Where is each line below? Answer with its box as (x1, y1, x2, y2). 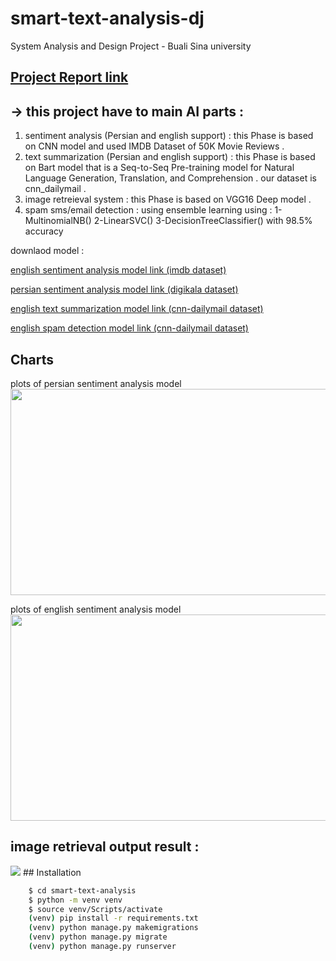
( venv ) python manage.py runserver (28, 942, 177, 952)
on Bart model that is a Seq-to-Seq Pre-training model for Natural (24, 162, 295, 174)
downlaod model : (10, 245, 85, 257)
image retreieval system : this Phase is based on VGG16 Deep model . (24, 193, 312, 206)
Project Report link (10, 69, 129, 86)
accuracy (24, 225, 64, 237)
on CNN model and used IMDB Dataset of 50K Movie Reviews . (24, 140, 285, 152)
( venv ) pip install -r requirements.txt (28, 913, 199, 924)
